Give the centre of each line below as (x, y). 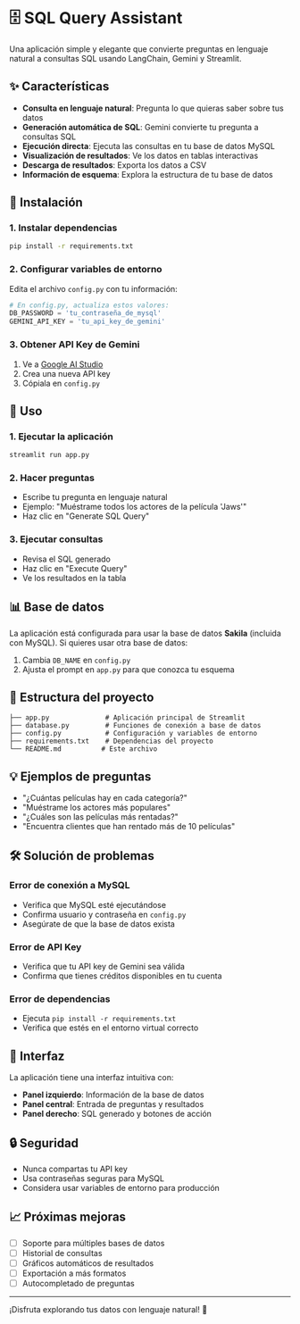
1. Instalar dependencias (63, 228)
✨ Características (59, 87)
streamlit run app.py (50, 455)
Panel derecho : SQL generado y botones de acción (117, 1114)
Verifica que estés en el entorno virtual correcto (110, 1028)
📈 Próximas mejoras (68, 1217)
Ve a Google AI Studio (62, 364)
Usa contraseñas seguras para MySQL (93, 1178)
